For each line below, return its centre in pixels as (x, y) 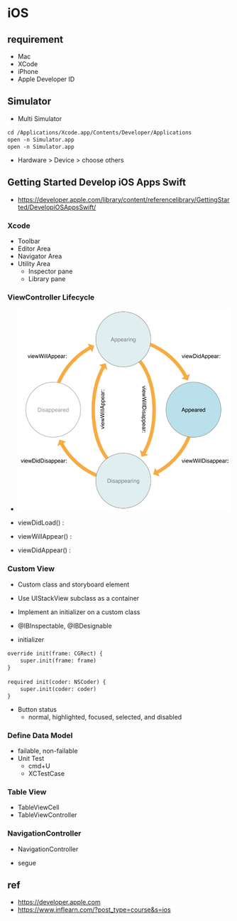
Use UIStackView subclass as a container (78, 598)
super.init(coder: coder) (59, 689)
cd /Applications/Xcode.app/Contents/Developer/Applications (100, 132)
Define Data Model (40, 735)
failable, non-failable (48, 751)
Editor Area (34, 248)
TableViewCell (38, 807)
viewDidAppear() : (44, 550)
